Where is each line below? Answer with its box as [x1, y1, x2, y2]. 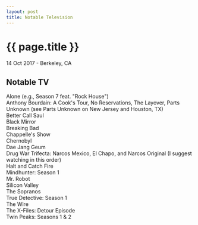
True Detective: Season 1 [6, 195, 67, 202]
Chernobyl [6, 137, 32, 144]
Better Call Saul [6, 112, 45, 119]
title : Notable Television [6, 14, 73, 20]
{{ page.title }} [6, 40, 80, 54]
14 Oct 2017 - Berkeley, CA [6, 60, 72, 67]
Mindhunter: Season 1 [6, 169, 59, 176]
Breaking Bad [6, 125, 39, 132]
